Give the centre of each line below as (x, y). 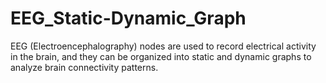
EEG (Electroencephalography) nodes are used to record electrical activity (163, 46)
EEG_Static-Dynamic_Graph (128, 18)
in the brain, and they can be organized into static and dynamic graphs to (161, 56)
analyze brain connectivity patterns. (84, 67)
